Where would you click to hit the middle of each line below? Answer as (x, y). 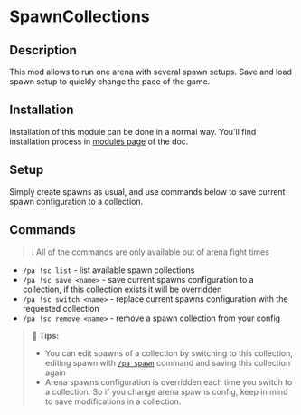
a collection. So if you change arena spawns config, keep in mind (166, 392)
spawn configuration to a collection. (76, 201)
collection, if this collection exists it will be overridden (122, 290)
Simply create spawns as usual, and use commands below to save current (147, 191)
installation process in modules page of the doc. (99, 141)
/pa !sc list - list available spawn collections (108, 270)
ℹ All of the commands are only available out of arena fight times (150, 252)
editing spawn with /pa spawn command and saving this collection (168, 363)
